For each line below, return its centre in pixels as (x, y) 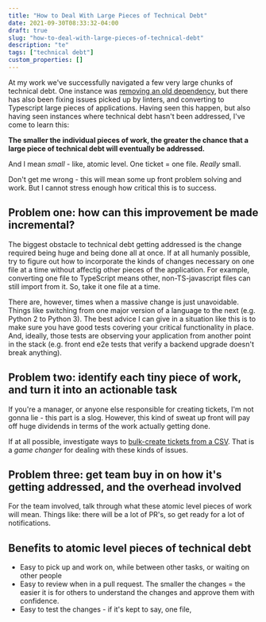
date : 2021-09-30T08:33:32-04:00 (64, 23)
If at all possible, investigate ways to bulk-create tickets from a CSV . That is (131, 441)
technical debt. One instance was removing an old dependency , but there (128, 91)
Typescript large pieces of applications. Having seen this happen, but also (129, 107)
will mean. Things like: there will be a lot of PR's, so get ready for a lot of (126, 515)
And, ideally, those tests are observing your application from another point (130, 335)
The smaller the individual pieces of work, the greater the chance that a (128, 140)
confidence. (39, 601)
